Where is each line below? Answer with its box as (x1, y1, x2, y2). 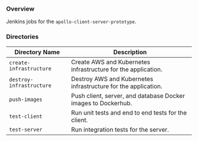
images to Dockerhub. (71, 99, 133, 107)
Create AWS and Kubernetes (71, 58, 150, 66)
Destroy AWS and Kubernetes (71, 75, 153, 83)
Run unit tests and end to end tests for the (71, 108, 187, 116)
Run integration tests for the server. (71, 125, 169, 133)
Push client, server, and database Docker (71, 92, 186, 100)
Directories (6, 33, 39, 41)
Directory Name (14, 48, 60, 56)
